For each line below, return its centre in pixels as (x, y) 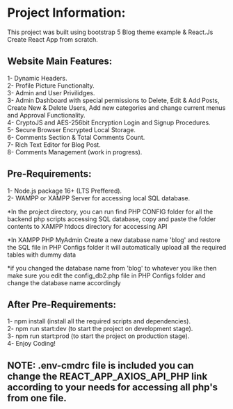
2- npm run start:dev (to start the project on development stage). (100, 329)
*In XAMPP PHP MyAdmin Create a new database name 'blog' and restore (114, 240)
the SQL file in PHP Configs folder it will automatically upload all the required (117, 247)
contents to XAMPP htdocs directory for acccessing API (87, 226)
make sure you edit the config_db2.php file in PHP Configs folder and (106, 275)
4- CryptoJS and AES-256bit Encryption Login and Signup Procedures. (109, 122)
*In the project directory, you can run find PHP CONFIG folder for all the (110, 211)
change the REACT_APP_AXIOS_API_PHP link (107, 376)
